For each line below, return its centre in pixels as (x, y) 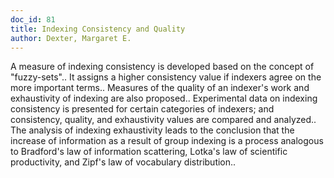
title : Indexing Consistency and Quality (98, 29)
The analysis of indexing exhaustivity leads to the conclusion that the (152, 130)
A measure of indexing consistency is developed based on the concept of (162, 67)
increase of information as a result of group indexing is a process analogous (167, 141)
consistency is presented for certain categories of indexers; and (142, 109)
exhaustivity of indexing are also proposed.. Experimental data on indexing (164, 98)
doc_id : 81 (33, 19)
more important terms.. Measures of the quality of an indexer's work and (160, 88)
